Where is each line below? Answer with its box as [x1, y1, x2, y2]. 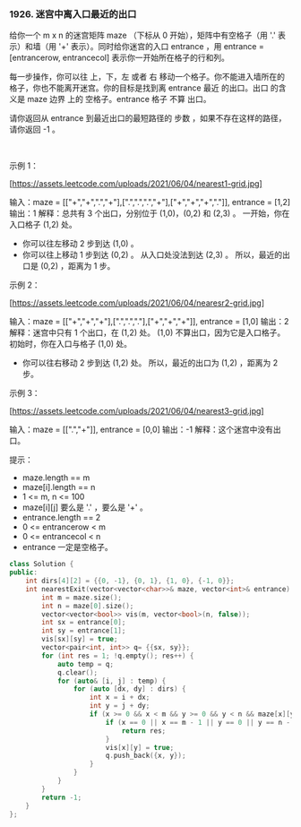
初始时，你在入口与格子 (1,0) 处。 [9, 339, 133, 349]
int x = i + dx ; [89, 693, 150, 702]
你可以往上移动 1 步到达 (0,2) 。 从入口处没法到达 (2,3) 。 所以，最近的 [21, 249, 283, 261]
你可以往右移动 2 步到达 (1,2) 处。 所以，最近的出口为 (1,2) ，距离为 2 [21, 358, 279, 368]
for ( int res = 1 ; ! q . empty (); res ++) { [41, 651, 194, 660]
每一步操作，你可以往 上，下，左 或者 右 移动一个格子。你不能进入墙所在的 [9, 72, 285, 82]
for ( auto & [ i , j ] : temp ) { [56, 676, 167, 685]
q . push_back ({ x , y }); [105, 751, 186, 761]
